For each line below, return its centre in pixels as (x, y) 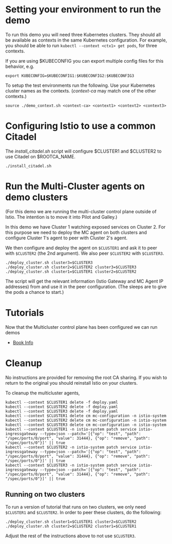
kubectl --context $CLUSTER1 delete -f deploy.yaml (62, 402)
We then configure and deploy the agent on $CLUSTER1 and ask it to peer (81, 248)
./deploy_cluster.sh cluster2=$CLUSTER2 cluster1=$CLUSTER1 (71, 526)
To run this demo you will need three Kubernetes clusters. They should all (83, 34)
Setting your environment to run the (83, 10)
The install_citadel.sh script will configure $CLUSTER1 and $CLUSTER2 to (83, 151)
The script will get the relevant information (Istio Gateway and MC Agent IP (84, 281)
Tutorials (25, 313)
